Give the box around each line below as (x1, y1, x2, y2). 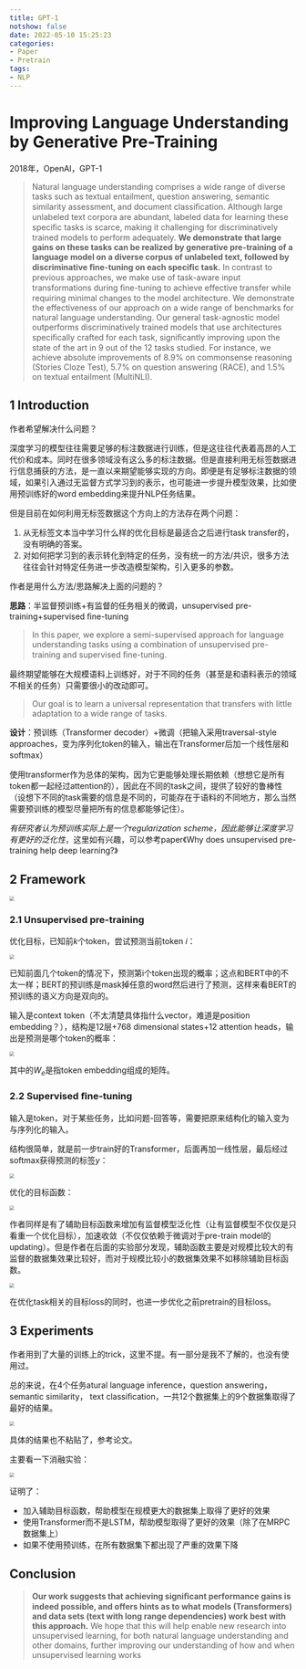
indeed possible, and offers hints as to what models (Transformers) (31, 1601, 293, 1612)
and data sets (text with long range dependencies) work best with (31, 1611, 287, 1622)
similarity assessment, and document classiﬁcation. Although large (31, 201, 283, 212)
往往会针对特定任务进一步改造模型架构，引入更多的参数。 (22, 561, 239, 572)
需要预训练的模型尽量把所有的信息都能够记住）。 (9, 803, 189, 814)
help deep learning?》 (39, 845, 118, 855)
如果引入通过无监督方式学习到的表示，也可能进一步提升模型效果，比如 (25, 477, 289, 488)
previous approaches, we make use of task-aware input (31, 271, 241, 283)
